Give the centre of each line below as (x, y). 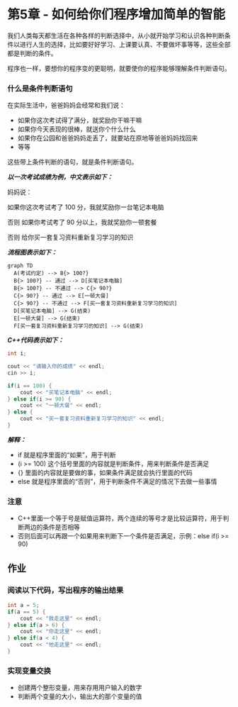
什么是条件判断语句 (40, 88)
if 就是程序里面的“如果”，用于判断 (67, 455)
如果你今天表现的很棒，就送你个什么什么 (76, 129)
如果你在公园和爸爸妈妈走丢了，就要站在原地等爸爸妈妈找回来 (108, 138)
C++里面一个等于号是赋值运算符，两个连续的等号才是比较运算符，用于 (120, 518)
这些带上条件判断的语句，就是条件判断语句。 (73, 162)
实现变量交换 (29, 671)
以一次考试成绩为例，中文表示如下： (60, 177)
